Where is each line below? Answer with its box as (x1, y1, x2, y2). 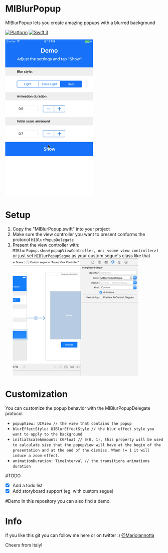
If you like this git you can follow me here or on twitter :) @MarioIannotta (5, 532, 154, 538)
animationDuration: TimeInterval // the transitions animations (12, 459, 150, 464)
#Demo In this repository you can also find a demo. (5, 498, 111, 504)
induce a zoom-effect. (12, 453, 60, 459)
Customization (5, 389, 68, 400)
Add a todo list (12, 483, 43, 489)
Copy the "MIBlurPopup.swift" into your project (12, 226, 110, 232)
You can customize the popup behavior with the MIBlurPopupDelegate (5, 405, 150, 411)
